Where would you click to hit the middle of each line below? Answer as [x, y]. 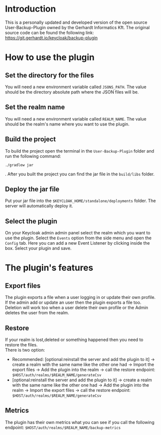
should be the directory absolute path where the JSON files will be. [72, 92]
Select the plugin [31, 221]
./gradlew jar [19, 165]
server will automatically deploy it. [39, 206]
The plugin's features [49, 268]
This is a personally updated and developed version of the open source [76, 22]
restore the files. [21, 345]
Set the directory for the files [49, 75]
